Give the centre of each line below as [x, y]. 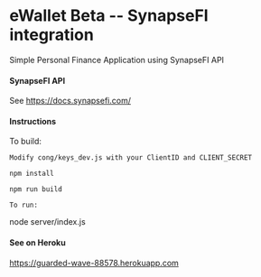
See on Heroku [37, 242]
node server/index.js [47, 222]
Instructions [33, 121]
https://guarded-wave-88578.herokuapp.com [94, 263]
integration [52, 35]
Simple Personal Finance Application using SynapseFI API [117, 60]
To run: [24, 205]
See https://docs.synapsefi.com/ [70, 101]
